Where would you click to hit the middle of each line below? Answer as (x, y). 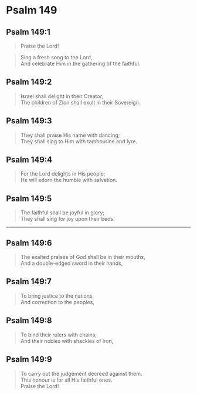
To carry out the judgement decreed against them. (81, 373)
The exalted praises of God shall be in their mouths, (83, 257)
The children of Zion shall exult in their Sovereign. (80, 102)
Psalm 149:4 (29, 160)
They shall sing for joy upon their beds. (68, 219)
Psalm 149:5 (29, 198)
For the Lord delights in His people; (63, 174)
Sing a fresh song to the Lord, (56, 57)
